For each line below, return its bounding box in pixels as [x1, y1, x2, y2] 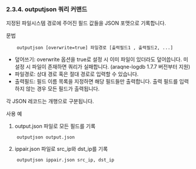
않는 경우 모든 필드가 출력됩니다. [25, 85, 100, 92]
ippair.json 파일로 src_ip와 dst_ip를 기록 [14, 146, 108, 153]
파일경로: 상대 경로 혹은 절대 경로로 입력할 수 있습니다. [14, 70, 139, 77]
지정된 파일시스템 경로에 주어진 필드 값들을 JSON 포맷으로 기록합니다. [6, 19, 167, 27]
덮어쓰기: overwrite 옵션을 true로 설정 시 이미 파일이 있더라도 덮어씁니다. [14, 56, 182, 63]
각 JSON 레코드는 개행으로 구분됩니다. [6, 98, 94, 105]
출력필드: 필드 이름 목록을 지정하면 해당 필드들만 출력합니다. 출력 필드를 [14, 78, 178, 85]
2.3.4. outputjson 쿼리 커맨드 [6, 5, 88, 13]
